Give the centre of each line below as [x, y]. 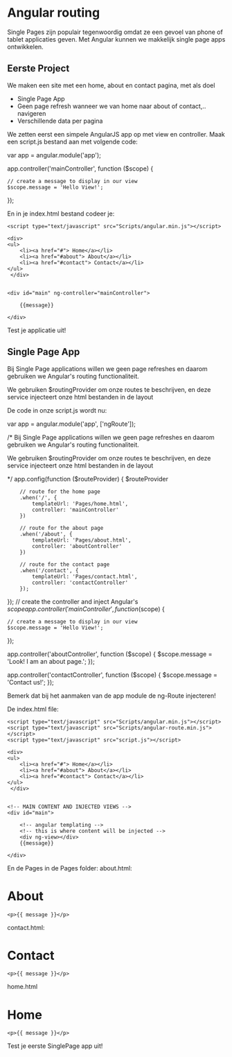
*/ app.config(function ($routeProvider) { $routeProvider [88, 479]
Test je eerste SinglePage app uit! [55, 1046]
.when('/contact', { [49, 570]
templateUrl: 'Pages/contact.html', [85, 576]
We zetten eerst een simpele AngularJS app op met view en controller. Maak [116, 134]
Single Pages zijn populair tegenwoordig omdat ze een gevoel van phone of [115, 32]
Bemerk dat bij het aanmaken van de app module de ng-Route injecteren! [111, 696]
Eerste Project [38, 68]
